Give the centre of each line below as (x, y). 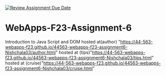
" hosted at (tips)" (74, 52)
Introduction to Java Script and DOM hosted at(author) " (63, 41)
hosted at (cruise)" (24, 63)
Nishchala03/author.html (30, 52)
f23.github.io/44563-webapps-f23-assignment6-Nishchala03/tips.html (79, 57)
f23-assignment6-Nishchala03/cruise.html (49, 68)
